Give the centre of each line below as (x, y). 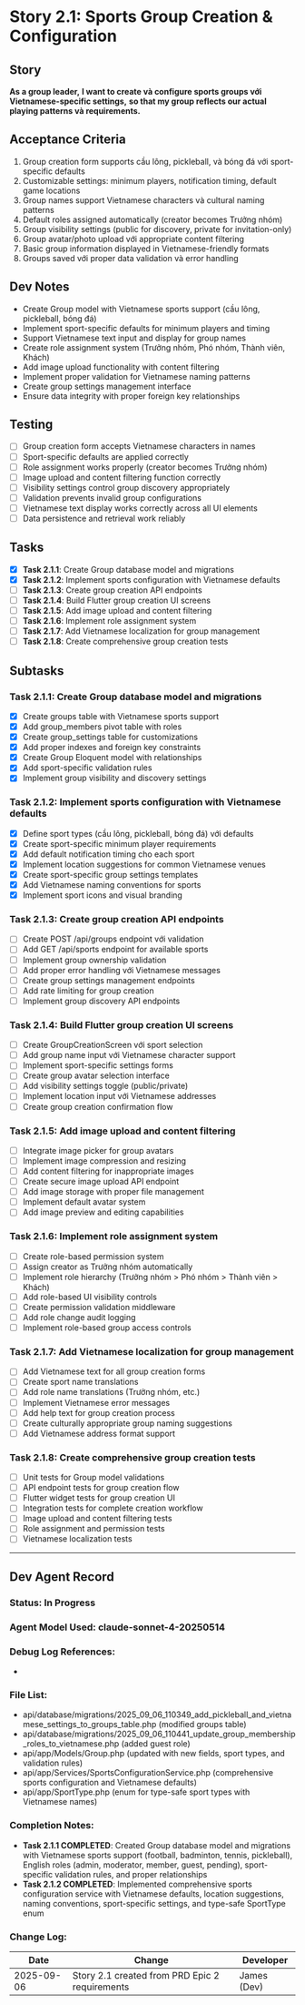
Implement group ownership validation (94, 960)
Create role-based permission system (93, 1256)
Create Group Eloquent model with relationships (112, 758)
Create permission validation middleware (99, 1307)
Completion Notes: (52, 1826)
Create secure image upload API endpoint (101, 1182)
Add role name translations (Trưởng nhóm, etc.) (111, 1392)
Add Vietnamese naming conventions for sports (112, 884)
